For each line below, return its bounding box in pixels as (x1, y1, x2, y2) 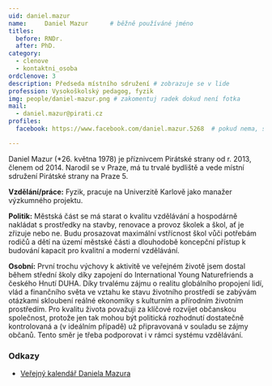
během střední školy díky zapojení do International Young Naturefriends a (8, 269, 253, 279)
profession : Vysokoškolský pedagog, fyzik (8, 87, 154, 95)
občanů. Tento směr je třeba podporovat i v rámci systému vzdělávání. (8, 329, 244, 340)
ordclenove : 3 (8, 72, 57, 80)
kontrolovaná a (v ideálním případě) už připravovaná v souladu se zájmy (8, 321, 249, 331)
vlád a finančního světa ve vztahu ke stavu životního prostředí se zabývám (8, 286, 257, 296)
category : (8, 49, 42, 57)
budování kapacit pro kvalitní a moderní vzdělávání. (8, 245, 180, 255)
